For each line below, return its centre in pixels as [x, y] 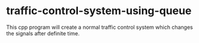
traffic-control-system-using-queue [99, 11]
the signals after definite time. [43, 33]
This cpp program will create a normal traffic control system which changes [99, 27]
